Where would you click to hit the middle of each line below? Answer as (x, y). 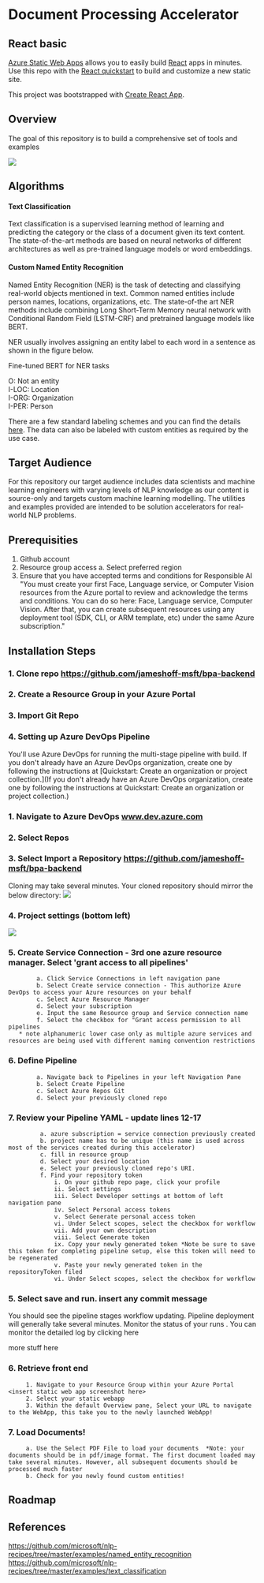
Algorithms (36, 187)
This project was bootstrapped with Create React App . (97, 95)
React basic (37, 44)
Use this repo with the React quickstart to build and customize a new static (130, 71)
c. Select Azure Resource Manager (93, 999)
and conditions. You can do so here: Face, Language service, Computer (136, 601)
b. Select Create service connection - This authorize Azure (139, 986)
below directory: (35, 895)
